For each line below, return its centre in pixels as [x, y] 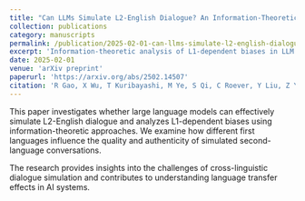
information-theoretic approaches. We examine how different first [132, 131]
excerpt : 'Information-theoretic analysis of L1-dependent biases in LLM [152, 52]
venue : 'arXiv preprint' [56, 69]
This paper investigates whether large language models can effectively [142, 111]
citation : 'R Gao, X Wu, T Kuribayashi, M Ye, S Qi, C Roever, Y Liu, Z [150, 85]
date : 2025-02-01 [42, 60]
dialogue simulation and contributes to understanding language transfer [143, 177]
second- [256, 140]
